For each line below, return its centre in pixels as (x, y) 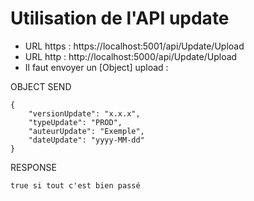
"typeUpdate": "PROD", (75, 122)
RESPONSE (33, 167)
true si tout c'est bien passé (75, 185)
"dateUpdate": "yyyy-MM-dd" (86, 140)
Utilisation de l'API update (120, 18)
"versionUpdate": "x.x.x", (84, 113)
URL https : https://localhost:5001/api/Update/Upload (134, 46)
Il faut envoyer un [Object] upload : (96, 67)
